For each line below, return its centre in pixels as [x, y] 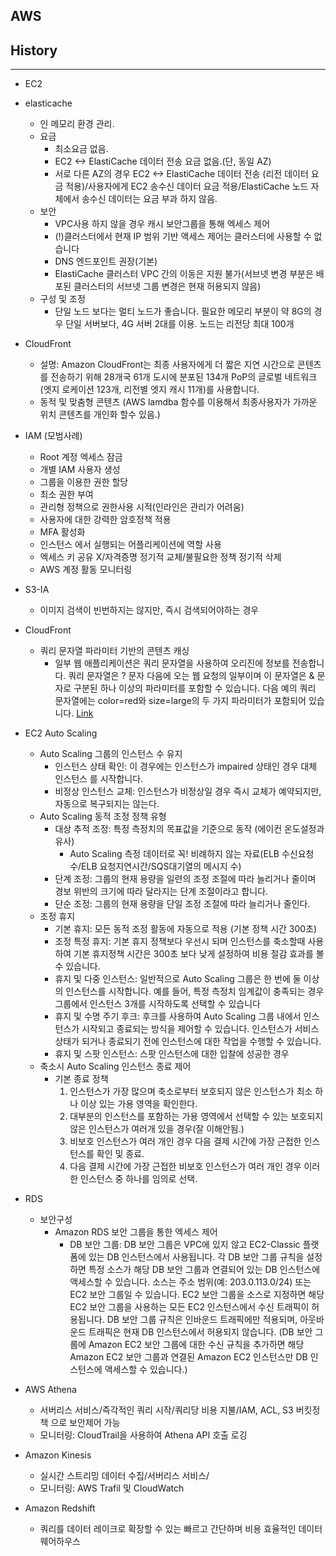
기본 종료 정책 [81, 1079]
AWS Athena [50, 1390]
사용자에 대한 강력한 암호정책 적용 [105, 520]
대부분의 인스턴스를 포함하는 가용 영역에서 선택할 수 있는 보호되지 [196, 1116]
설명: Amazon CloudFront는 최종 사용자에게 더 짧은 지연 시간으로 [167, 365]
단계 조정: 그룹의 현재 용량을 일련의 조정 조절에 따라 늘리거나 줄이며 [185, 879]
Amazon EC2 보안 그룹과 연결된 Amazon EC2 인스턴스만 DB [188, 1357]
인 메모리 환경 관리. [77, 124]
